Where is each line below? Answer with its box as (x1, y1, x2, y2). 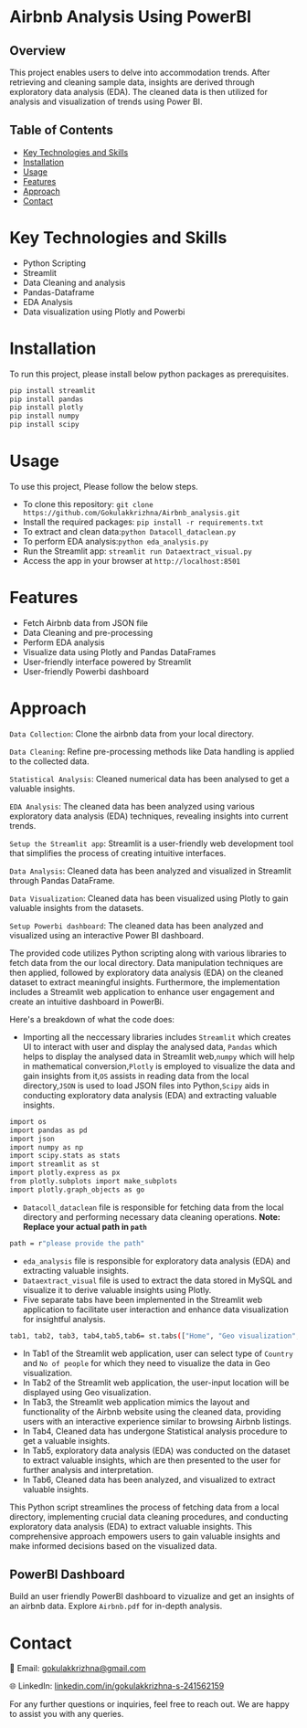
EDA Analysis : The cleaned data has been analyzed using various (9, 800, 256, 811)
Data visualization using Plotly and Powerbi (22, 306, 185, 317)
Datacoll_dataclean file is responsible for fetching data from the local (22, 1202, 285, 1213)
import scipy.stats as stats (9, 1151, 121, 1161)
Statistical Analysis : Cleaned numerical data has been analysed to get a (9, 773, 290, 784)
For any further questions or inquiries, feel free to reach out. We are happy (9, 1699, 290, 1710)
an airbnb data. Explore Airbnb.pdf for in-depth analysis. (9, 1601, 223, 1612)
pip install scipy (9, 420, 79, 429)
